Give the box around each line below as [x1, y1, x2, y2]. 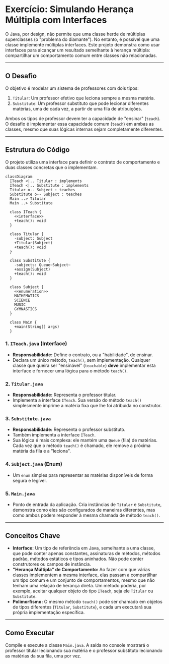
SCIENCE [14, 298, 30, 303]
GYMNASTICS [14, 306, 37, 311]
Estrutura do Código [5, 145, 70, 154]
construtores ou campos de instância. [12, 561, 92, 567]
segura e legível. [12, 477, 47, 483]
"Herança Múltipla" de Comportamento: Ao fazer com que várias [12, 566, 150, 572]
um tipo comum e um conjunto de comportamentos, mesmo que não [12, 577, 155, 583]
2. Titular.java [5, 380, 43, 387]
